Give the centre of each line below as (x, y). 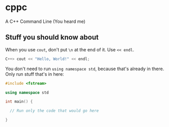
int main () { (19, 102)
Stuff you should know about (52, 37)
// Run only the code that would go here (54, 111)
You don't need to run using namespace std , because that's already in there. (85, 69)
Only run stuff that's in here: (35, 74)
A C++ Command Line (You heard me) (45, 21)
